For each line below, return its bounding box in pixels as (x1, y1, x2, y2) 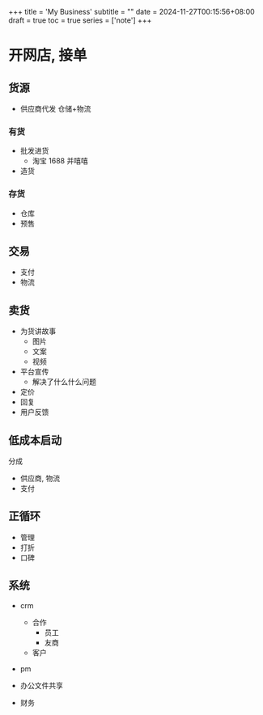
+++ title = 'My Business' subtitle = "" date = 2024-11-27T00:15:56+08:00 (8, 7, 255, 16)
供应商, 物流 (19, 473, 61, 484)
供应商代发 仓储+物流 (19, 104, 91, 113)
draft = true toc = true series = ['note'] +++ (8, 15, 152, 25)
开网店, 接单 (8, 46, 87, 65)
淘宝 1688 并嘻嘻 (32, 156, 89, 166)
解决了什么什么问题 (32, 377, 97, 387)
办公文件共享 (19, 680, 63, 690)
